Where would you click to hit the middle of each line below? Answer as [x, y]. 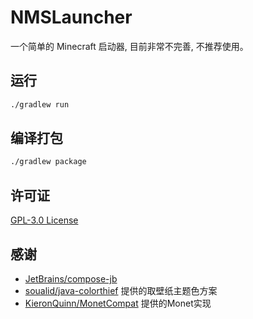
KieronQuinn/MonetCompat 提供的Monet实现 [118, 303]
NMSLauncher [71, 17]
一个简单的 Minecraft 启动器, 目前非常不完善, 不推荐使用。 [129, 46]
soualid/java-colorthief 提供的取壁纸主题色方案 [121, 290]
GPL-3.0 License [44, 220]
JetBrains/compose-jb [71, 278]
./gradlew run [40, 104]
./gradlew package [48, 162]
